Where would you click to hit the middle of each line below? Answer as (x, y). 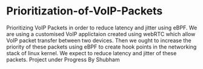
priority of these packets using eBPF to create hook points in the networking (101, 47)
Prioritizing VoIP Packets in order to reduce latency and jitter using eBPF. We (102, 28)
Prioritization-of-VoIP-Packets (85, 11)
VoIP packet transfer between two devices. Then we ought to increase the (99, 40)
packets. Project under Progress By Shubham (63, 59)
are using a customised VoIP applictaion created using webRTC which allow (101, 34)
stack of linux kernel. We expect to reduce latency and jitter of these (92, 53)
